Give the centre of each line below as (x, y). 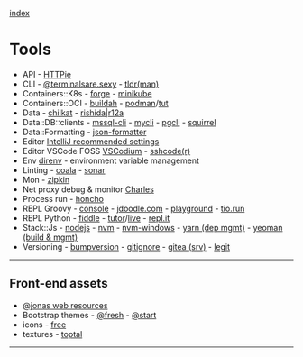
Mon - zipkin (46, 179)
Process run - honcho (63, 198)
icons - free (44, 325)
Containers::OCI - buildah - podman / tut (95, 103)
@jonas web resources (65, 305)
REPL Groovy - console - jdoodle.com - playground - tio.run (133, 208)
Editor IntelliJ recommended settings (91, 141)
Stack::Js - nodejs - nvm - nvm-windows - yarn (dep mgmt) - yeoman (152, 227)
